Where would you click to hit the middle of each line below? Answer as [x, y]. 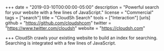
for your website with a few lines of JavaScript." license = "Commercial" [79, 12]
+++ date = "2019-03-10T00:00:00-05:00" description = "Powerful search [82, 7]
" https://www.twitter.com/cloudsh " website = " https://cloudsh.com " [75, 28]
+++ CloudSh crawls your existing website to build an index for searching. [81, 38]
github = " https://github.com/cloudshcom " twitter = [58, 23]
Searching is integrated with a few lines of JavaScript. [61, 43]
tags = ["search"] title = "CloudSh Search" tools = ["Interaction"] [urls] [78, 18]
